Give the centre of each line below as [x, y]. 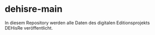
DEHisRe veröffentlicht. [29, 28]
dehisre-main [34, 9]
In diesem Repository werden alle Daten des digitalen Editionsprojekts [77, 23]
